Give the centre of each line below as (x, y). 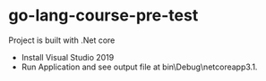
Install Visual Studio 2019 (68, 57)
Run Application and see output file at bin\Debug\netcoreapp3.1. (139, 67)
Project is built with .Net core (62, 40)
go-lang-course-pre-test (103, 16)
